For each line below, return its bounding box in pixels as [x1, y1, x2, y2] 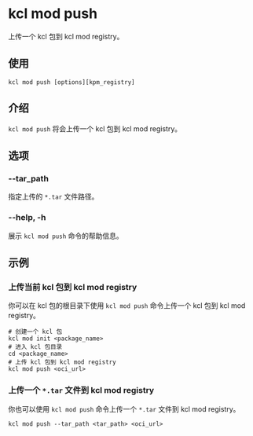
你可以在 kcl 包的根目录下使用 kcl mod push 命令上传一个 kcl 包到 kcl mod [8, 301, 246, 310]
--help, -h [8, 212, 46, 223]
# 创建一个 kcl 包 [8, 328, 63, 336]
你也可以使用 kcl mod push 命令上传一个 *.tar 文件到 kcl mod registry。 [8, 404, 240, 413]
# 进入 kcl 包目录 [8, 343, 63, 351]
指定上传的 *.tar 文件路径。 [8, 192, 99, 201]
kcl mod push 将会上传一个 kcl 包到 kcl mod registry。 [8, 123, 182, 134]
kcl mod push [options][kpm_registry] [8, 78, 135, 86]
